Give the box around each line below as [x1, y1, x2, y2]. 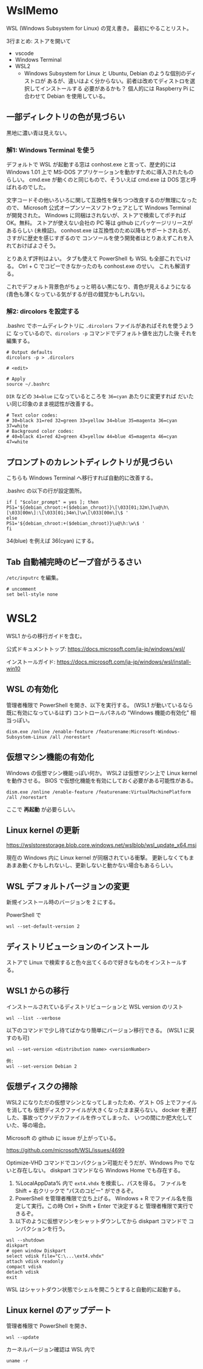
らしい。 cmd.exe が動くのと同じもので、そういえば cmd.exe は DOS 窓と [6, 176, 191, 183]
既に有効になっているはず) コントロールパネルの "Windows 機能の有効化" [6, 708, 190, 716]
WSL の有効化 [6, 684, 59, 695]
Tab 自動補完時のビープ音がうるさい [6, 557, 142, 567]
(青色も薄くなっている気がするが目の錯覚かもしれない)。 [6, 291, 148, 298]
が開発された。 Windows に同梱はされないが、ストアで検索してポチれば [6, 212, 187, 219]
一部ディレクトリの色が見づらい [6, 112, 125, 122]
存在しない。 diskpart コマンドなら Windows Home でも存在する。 [16, 1166, 184, 1174]
